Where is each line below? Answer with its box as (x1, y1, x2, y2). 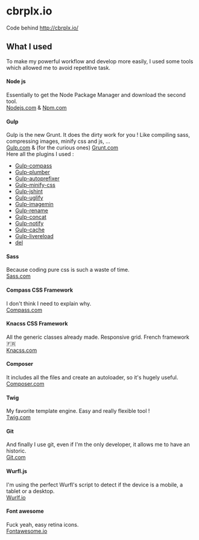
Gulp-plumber (14, 169, 50, 176)
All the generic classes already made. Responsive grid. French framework (6, 333, 190, 341)
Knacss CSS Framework (6, 320, 68, 327)
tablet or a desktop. (6, 487, 55, 495)
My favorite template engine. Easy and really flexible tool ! (6, 407, 150, 415)
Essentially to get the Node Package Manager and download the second (6, 91, 186, 98)
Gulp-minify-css (14, 181, 55, 189)
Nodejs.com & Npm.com (6, 104, 68, 111)
